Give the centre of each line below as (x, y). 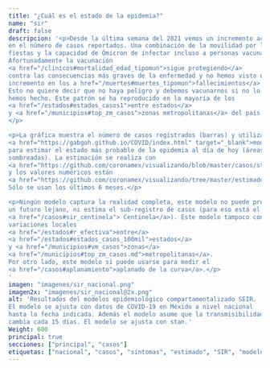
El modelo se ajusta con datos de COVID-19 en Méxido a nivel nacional (131, 307)
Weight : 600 (28, 329)
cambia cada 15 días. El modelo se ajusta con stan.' (100, 322)
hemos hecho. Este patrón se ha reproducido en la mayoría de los (122, 98)
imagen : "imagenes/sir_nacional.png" (72, 284)
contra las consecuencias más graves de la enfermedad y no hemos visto (133, 76)
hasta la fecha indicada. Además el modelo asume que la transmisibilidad (136, 315)
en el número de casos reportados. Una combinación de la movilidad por (133, 46)
